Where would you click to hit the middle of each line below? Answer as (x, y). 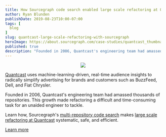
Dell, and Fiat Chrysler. (28, 85)
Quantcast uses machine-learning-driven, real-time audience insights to (79, 74)
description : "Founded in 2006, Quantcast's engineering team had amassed (84, 51)
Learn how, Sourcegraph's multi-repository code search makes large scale (81, 115)
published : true (22, 46)
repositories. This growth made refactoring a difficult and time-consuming (81, 100)
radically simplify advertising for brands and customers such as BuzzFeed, (81, 80)
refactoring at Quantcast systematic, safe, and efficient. (62, 120)
